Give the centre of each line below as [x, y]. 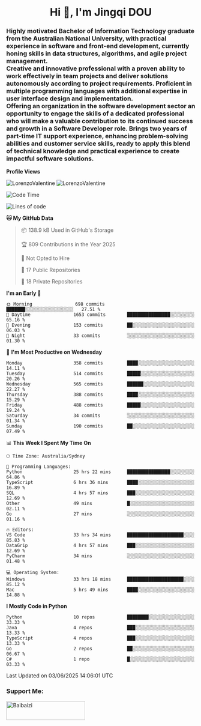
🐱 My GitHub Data [30, 218]
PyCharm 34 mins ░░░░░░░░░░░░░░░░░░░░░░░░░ [100, 556]
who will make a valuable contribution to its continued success [100, 121]
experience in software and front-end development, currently [98, 46]
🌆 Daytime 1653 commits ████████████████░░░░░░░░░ [100, 315]
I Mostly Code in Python [37, 607]
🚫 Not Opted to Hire [45, 258]
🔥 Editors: [20, 530]
